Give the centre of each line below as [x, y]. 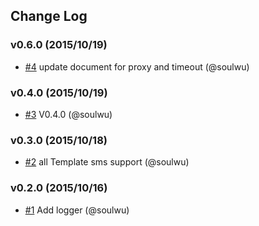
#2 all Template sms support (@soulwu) [107, 162]
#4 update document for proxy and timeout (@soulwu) [137, 66]
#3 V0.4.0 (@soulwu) [68, 114]
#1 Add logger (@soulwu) [77, 210]
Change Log [49, 16]
